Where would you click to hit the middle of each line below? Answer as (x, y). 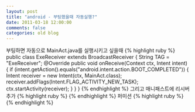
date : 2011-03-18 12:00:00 (39, 22)
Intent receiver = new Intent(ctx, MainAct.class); (64, 76)
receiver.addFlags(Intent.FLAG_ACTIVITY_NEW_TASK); (72, 82)
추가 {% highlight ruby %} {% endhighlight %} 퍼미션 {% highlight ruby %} (95, 96)
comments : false (26, 28)
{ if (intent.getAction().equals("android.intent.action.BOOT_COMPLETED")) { (97, 69)
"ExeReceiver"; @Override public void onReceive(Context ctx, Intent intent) (97, 63)
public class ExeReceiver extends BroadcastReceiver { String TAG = (88, 57)
